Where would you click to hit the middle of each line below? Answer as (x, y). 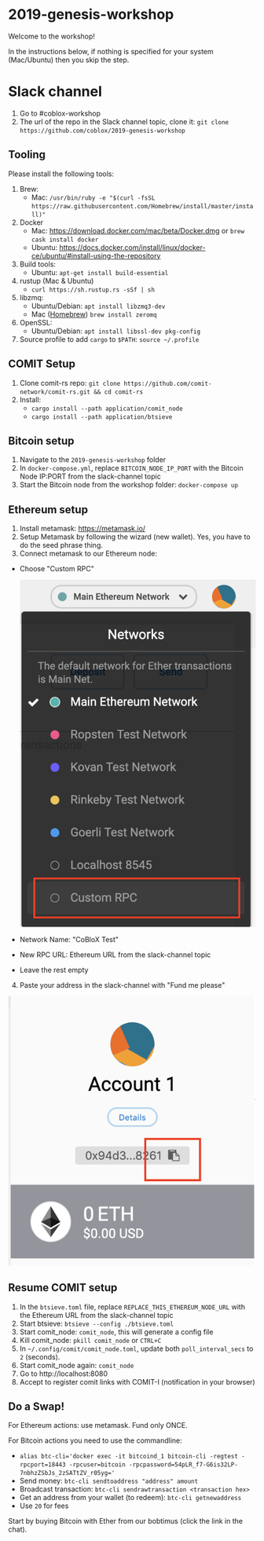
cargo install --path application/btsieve (102, 417)
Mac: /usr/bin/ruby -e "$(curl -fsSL (93, 197)
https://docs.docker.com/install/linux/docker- (132, 247)
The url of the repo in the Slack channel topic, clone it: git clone (124, 121)
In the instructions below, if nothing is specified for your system (111, 51)
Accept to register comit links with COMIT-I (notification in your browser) (137, 1381)
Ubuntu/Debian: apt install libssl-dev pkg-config (116, 331)
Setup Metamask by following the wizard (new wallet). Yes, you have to (135, 537)
